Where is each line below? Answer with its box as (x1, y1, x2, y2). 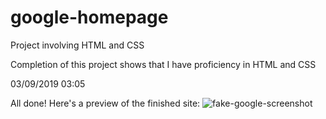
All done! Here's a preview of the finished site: (10, 97, 201, 109)
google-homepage (10, 6, 169, 29)
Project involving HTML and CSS (10, 39, 145, 51)
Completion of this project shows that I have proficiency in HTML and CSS (10, 58, 317, 70)
